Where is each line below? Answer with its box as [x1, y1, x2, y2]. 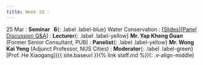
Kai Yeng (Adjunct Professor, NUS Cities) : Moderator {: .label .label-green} [6, 45, 194, 52]
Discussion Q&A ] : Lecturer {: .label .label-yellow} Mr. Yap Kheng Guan [6, 32, 183, 39]
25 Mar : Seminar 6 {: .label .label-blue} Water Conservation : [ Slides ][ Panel [6, 26, 197, 33]
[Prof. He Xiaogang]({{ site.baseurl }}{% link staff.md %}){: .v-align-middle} [6, 51, 195, 58]
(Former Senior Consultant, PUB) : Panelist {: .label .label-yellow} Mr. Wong [6, 38, 195, 46]
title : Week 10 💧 [6, 9, 50, 15]
